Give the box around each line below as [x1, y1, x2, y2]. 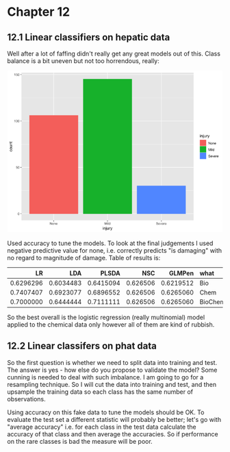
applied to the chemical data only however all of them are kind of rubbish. [7, 320, 215, 329]
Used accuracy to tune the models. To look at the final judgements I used [7, 239, 214, 247]
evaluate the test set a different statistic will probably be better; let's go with [7, 415, 221, 423]
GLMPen [168, 268, 194, 277]
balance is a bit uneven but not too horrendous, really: [7, 57, 159, 65]
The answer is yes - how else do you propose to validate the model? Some [7, 366, 218, 374]
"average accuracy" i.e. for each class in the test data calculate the [7, 423, 196, 431]
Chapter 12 [7, 4, 71, 20]
